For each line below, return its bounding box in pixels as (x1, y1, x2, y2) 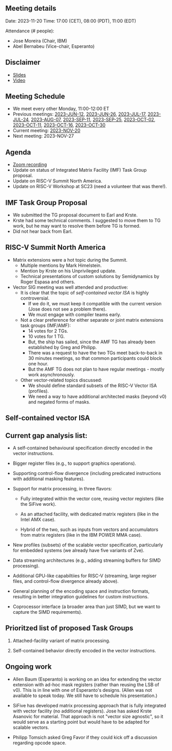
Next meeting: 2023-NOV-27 (12, 133, 74, 139)
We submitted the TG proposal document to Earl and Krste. (12, 212, 138, 218)
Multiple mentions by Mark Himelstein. (20, 262, 102, 268)
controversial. (20, 295, 50, 301)
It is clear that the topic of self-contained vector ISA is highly (20, 289, 149, 296)
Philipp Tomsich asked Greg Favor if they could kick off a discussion (12, 734, 158, 740)
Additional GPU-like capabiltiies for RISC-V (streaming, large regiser (12, 573, 157, 579)
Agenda (5, 148, 31, 156)
